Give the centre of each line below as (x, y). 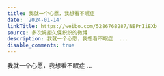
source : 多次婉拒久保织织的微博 (47, 33)
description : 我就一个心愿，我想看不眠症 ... (68, 39)
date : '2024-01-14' (35, 20)
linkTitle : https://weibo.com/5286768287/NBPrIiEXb (82, 26)
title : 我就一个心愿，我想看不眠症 (51, 13)
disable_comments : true (41, 45)
